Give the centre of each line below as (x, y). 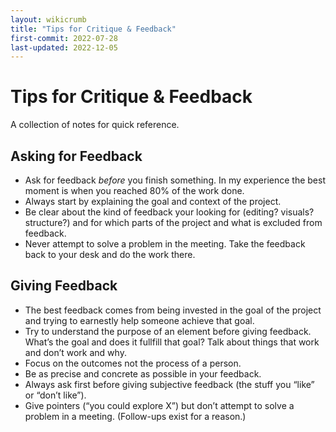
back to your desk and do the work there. (110, 254)
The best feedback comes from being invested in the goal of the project (173, 310)
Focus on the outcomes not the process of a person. (133, 363)
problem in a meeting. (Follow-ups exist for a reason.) (135, 416)
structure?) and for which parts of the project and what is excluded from (173, 222)
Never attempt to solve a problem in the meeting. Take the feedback (165, 244)
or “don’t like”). (55, 395)
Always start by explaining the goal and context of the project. (153, 201)
